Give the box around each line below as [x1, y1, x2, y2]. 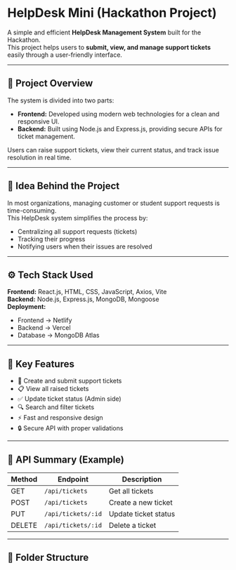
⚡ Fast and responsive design [17, 413, 103, 422]
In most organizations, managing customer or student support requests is [7, 199, 220, 207]
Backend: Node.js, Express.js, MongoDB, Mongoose [7, 295, 159, 303]
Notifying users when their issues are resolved [17, 242, 152, 251]
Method [11, 475, 38, 484]
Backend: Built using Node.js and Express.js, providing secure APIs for [17, 124, 223, 133]
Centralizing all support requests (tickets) [17, 227, 138, 236]
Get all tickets [108, 486, 154, 496]
